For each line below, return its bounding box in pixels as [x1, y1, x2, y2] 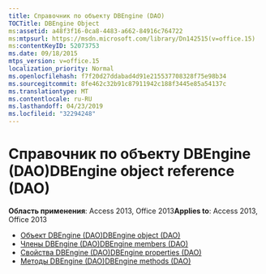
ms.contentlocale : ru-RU [8, 95, 92, 103]
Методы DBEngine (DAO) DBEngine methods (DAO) [19, 256, 191, 266]
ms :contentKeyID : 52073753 [8, 42, 100, 50]
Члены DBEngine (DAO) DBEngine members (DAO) [19, 238, 189, 248]
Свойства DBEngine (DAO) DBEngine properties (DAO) [19, 247, 202, 257]
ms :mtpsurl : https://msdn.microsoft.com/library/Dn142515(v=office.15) [8, 34, 255, 43]
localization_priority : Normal [8, 65, 114, 73]
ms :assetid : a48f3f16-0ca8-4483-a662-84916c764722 [8, 27, 183, 35]
